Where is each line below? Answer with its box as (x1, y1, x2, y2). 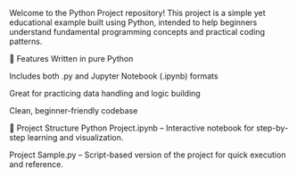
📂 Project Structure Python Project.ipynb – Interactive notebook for (9, 122, 255, 133)
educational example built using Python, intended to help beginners (9, 17, 258, 28)
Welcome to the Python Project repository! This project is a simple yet (9, 8, 266, 18)
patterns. (9, 36, 43, 46)
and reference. (9, 159, 64, 169)
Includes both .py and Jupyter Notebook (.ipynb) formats (9, 71, 219, 81)
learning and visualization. (27, 132, 124, 142)
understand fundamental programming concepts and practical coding (9, 27, 266, 37)
